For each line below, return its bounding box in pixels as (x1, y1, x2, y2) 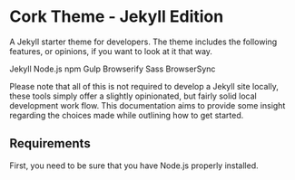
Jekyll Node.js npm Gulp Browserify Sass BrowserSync (9, 63, 216, 74)
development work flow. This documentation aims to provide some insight (9, 99, 286, 110)
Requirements (9, 136, 91, 151)
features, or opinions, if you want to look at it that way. (9, 45, 213, 56)
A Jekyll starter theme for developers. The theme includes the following (9, 36, 278, 47)
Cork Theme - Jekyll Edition (9, 6, 224, 27)
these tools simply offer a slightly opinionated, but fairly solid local (9, 90, 257, 101)
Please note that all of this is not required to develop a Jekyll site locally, (9, 81, 279, 91)
